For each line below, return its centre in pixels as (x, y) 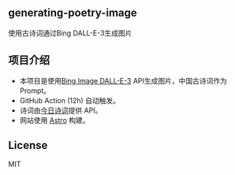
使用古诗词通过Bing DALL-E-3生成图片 (70, 33)
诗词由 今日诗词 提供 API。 (61, 110)
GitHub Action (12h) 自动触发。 (70, 100)
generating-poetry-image (73, 13)
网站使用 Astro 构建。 (54, 120)
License (28, 145)
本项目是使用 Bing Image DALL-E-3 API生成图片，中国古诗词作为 (123, 80)
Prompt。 (35, 91)
